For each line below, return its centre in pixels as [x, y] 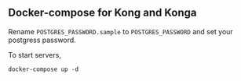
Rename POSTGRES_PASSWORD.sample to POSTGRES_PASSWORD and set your [120, 31]
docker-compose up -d [44, 69]
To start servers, [35, 55]
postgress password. [42, 40]
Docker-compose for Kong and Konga [102, 13]
